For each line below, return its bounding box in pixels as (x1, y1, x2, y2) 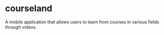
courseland (5, 3, 52, 14)
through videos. (5, 24, 37, 30)
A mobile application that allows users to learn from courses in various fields (5, 19, 160, 25)
